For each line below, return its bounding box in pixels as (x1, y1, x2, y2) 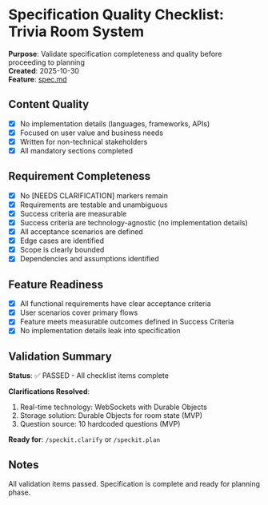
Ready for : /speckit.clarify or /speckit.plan (8, 435, 161, 444)
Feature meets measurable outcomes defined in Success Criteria (19, 317, 234, 327)
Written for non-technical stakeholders (19, 137, 148, 146)
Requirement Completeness (8, 169, 151, 183)
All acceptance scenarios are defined (19, 227, 144, 237)
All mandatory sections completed (19, 145, 134, 155)
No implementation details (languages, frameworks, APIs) (19, 118, 210, 129)
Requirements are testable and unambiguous (19, 200, 168, 209)
